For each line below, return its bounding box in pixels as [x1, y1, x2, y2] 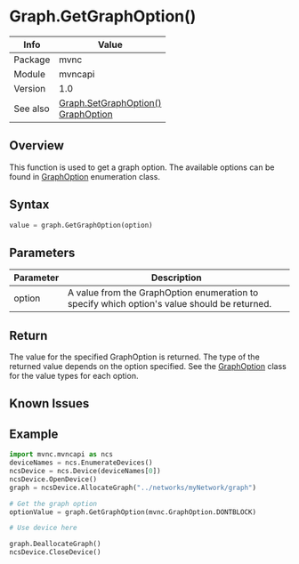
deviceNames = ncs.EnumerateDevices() [9, 458, 153, 468]
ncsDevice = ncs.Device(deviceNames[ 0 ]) [9, 467, 162, 476]
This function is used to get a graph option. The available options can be [9, 162, 275, 173]
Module [13, 68, 46, 80]
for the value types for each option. [9, 371, 139, 382]
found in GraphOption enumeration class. [9, 171, 161, 181]
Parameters [9, 245, 76, 260]
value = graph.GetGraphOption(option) [9, 221, 153, 230]
